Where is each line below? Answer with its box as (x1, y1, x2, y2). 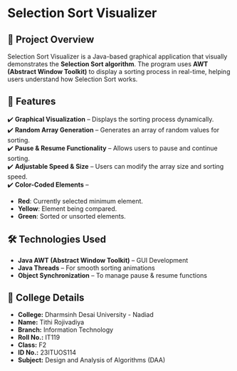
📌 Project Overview (7, 33, 95, 46)
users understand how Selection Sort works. (7, 75, 138, 83)
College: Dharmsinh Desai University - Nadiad (17, 310, 154, 319)
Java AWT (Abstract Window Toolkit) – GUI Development (17, 256, 189, 264)
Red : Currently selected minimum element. (17, 197, 144, 205)
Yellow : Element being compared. (17, 204, 117, 213)
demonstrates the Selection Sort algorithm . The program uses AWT (7, 60, 209, 68)
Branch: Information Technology (17, 325, 114, 334)
